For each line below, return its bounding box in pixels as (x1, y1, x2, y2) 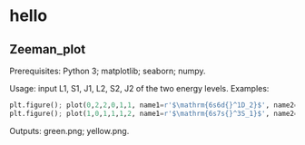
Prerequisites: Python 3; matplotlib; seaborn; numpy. (9, 65, 206, 76)
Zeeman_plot (9, 42, 86, 57)
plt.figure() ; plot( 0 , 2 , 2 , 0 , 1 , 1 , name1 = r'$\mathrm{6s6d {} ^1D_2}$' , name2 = (9, 101, 299, 110)
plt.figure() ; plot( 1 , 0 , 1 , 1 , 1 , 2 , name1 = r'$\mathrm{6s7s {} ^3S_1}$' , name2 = (9, 109, 299, 118)
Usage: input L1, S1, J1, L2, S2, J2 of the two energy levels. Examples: (9, 83, 270, 93)
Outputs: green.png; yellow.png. (9, 125, 130, 136)
